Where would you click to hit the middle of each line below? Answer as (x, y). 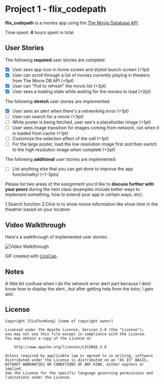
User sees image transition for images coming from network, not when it (86, 128)
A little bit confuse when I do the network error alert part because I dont (78, 284)
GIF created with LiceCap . (32, 256)
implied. (14, 369)
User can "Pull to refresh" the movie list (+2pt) (59, 86)
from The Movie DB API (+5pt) (43, 81)
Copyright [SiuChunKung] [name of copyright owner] (59, 321)
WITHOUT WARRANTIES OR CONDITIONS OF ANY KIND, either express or (75, 364)
